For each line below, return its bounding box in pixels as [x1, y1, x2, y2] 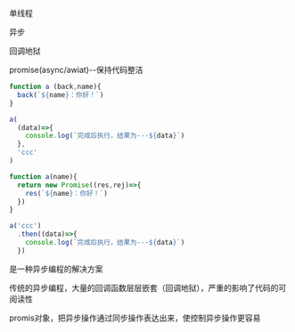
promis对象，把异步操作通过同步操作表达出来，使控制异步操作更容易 [9, 312, 261, 323]
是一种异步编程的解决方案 [9, 263, 103, 274]
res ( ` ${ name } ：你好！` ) [25, 189, 109, 198]
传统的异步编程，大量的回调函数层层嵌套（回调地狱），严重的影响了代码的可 [9, 282, 287, 293]
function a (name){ [9, 172, 78, 181]
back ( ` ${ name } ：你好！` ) [17, 90, 104, 100]
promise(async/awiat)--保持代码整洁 [9, 65, 143, 75]
